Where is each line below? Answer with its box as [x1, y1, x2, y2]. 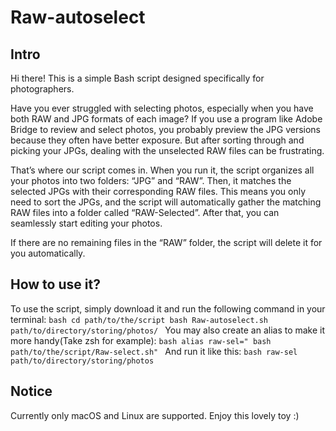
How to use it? [10, 276, 101, 293]
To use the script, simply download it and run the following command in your [10, 302, 326, 315]
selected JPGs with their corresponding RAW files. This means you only [10, 186, 307, 197]
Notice [10, 383, 53, 400]
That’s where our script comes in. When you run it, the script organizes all [10, 164, 315, 176]
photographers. [10, 83, 75, 95]
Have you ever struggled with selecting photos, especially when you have [10, 102, 314, 114]
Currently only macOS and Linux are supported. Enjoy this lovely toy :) [10, 409, 300, 421]
